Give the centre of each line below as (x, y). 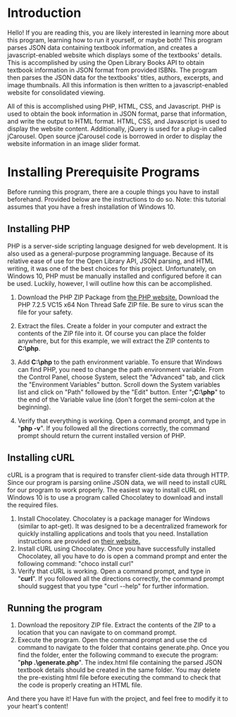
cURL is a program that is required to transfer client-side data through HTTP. (118, 475)
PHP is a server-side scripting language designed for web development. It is (118, 246)
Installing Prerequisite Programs (104, 173)
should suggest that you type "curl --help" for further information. (113, 586)
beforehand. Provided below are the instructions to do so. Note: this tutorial (117, 199)
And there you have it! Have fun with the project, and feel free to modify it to (118, 699)
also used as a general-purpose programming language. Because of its (111, 253)
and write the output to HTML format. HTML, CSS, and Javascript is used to (117, 121)
